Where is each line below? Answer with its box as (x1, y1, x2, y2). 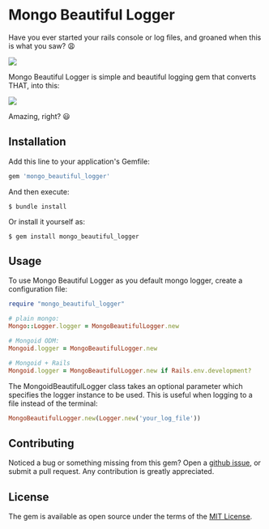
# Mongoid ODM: (8, 337, 60, 345)
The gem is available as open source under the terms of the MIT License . (8, 512, 253, 522)
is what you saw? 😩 (8, 41, 75, 50)
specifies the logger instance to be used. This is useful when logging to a (8, 390, 253, 399)
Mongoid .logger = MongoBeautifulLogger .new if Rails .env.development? (8, 366, 252, 374)
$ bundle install (8, 203, 67, 211)
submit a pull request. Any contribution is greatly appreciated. (8, 467, 215, 476)
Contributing (8, 436, 75, 450)
